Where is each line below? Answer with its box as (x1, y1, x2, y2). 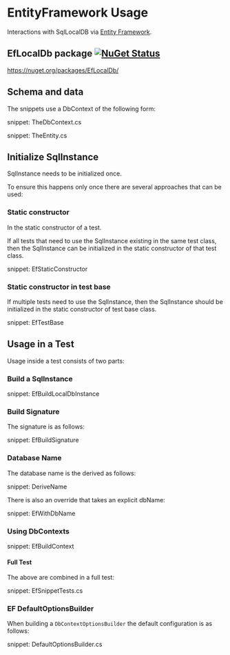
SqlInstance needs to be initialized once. (7, 169, 122, 178)
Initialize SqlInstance (7, 151, 99, 163)
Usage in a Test (7, 339, 74, 350)
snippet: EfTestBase (7, 318, 64, 326)
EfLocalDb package (7, 48, 93, 59)
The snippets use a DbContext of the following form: (7, 104, 156, 113)
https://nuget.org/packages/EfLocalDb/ (7, 66, 119, 74)
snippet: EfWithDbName (7, 509, 76, 518)
